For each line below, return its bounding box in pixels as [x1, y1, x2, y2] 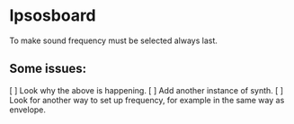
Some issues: [9, 61, 87, 76]
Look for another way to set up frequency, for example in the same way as [9, 94, 285, 105]
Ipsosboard [9, 5, 96, 26]
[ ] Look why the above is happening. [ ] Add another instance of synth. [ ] [9, 84, 284, 95]
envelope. [9, 104, 47, 115]
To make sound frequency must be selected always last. [9, 35, 218, 46]
